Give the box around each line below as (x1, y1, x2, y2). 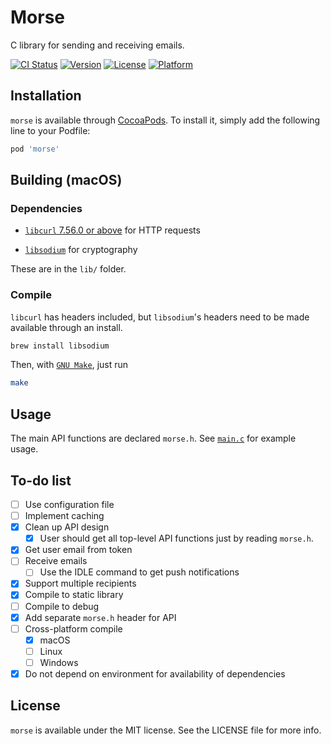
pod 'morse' (10, 144, 60, 154)
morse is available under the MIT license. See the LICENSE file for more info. (10, 724, 322, 736)
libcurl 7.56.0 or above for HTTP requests (24, 224, 201, 236)
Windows (39, 656, 79, 668)
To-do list (10, 472, 72, 489)
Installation (10, 87, 82, 105)
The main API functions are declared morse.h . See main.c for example (10, 432, 297, 445)
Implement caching (24, 510, 105, 522)
